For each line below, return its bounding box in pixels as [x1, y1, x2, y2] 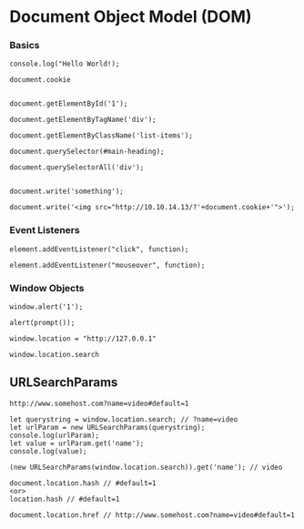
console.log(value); [9, 446, 88, 456]
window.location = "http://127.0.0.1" [9, 334, 157, 343]
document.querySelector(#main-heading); [9, 148, 166, 157]
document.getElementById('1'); [9, 99, 128, 108]
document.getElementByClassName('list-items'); [9, 131, 194, 140]
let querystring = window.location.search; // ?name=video [9, 414, 238, 424]
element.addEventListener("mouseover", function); [9, 260, 206, 270]
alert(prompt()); [9, 319, 76, 328]
